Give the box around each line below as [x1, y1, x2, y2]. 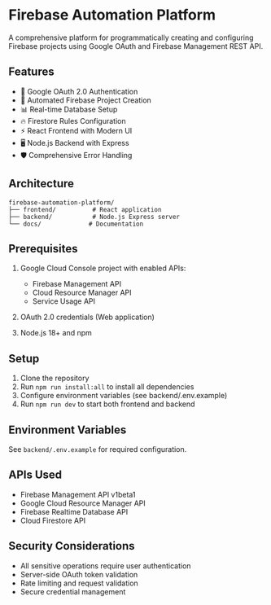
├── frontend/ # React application [8, 205, 162, 213]
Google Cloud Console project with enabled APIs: [20, 263, 186, 274]
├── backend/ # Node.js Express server [8, 213, 181, 221]
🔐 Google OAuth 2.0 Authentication [20, 86, 138, 96]
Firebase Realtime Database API [20, 506, 129, 516]
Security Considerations [8, 539, 136, 553]
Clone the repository [20, 373, 90, 384]
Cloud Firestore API [20, 515, 86, 525]
